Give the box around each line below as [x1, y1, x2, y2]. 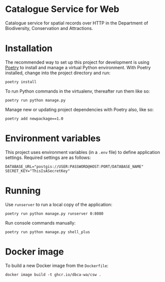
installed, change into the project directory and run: [5, 70, 111, 76]
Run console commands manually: [5, 220, 76, 226]
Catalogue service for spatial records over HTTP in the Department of [5, 20, 149, 26]
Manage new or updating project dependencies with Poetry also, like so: [5, 106, 154, 113]
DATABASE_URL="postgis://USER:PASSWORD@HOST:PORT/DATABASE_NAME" [5, 164, 144, 169]
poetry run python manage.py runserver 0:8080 [5, 211, 104, 216]
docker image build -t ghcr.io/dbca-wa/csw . [5, 272, 101, 277]
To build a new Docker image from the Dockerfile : [5, 263, 109, 269]
